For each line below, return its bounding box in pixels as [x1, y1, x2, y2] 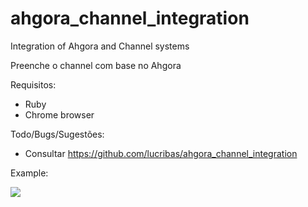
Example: [10, 167, 49, 179]
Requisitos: [10, 78, 57, 91]
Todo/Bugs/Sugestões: [10, 128, 105, 140]
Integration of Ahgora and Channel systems [10, 40, 190, 52]
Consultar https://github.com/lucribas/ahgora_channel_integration [24, 147, 298, 159]
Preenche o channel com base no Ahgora [10, 59, 182, 71]
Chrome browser [24, 108, 95, 121]
